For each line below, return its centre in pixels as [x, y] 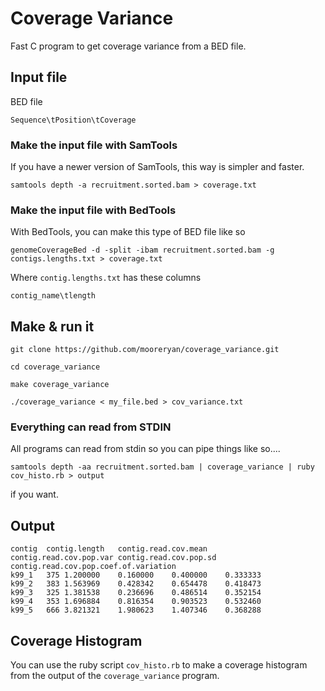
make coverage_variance [60, 385]
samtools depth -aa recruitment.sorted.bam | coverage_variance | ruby [162, 467]
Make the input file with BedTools [93, 210]
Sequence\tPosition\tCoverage [73, 120]
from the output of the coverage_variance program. [115, 676]
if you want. [34, 494]
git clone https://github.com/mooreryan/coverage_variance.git [145, 350]
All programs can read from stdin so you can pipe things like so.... [145, 449]
